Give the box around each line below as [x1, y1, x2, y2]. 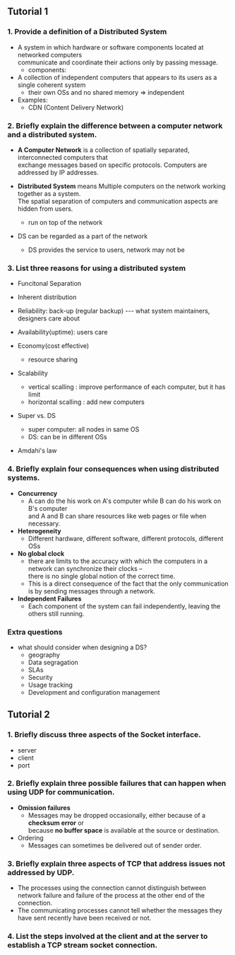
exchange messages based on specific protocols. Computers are [17, 161, 207, 169]
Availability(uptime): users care [17, 328, 108, 337]
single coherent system [17, 81, 86, 89]
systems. [7, 473, 40, 483]
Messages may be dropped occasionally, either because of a [28, 811, 206, 819]
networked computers [17, 50, 83, 59]
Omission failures [17, 803, 71, 812]
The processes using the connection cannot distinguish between [17, 884, 207, 892]
